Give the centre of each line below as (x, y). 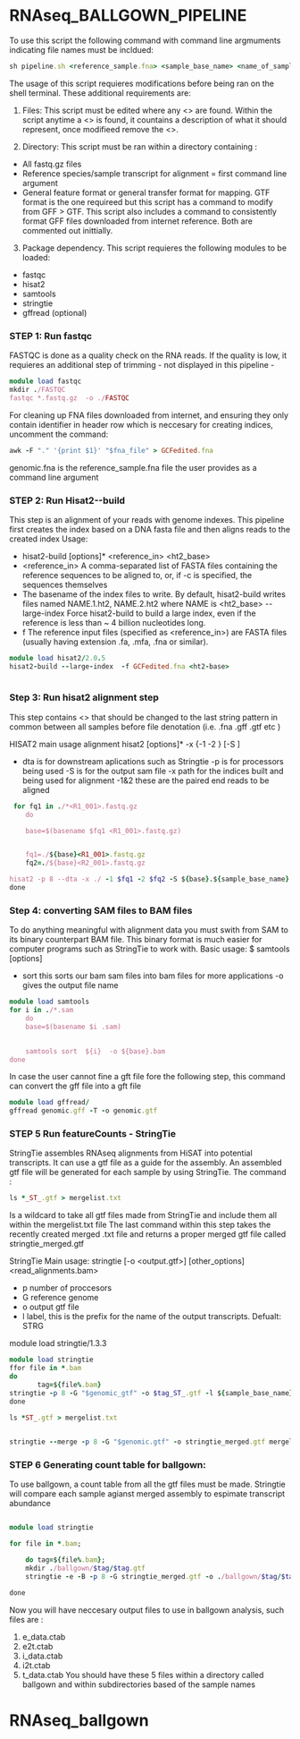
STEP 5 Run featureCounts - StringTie (93, 1134)
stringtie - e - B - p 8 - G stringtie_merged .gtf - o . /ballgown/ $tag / (154, 1576)
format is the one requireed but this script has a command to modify (148, 201)
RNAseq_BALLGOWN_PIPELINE (128, 16)
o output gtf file (50, 1307)
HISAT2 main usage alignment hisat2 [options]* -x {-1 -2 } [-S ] (125, 744)
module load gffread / (50, 1103)
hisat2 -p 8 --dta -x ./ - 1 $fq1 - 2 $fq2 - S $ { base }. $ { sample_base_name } (150, 879)
